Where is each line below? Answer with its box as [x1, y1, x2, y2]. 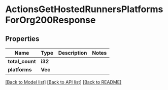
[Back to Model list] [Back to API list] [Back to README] [5, 79, 122, 85]
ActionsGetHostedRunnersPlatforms [5, 4, 163, 15]
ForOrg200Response [5, 14, 96, 26]
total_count [8, 58, 36, 65]
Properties [5, 34, 40, 43]
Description [58, 50, 87, 56]
